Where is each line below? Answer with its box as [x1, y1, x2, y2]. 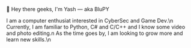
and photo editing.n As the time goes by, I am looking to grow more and [6, 30, 183, 37]
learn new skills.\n [6, 36, 51, 43]
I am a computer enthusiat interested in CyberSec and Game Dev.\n [6, 17, 174, 24]
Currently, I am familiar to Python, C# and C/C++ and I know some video [6, 24, 186, 30]
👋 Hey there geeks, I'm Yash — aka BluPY [6, 6, 110, 12]
